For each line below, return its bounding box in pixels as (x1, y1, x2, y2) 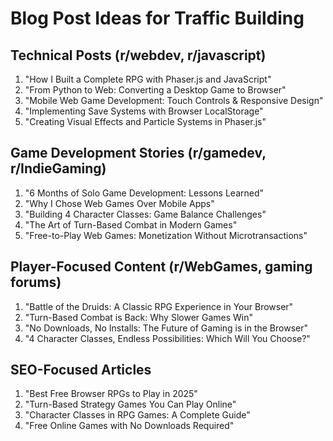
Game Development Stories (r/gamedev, (10, 145, 267, 162)
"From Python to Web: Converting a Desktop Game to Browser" (24, 84, 287, 96)
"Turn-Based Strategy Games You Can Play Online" (24, 398, 237, 411)
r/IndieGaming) (10, 160, 107, 177)
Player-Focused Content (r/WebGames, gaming (10, 258, 313, 276)
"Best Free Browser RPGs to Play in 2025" (24, 388, 198, 400)
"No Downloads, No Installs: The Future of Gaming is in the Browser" (24, 322, 309, 334)
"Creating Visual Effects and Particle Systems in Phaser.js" (24, 116, 267, 127)
